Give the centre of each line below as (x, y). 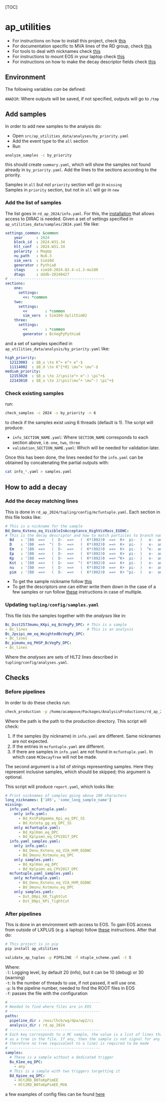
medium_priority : (23, 372)
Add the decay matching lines (41, 501)
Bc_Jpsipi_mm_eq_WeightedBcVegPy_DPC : (45, 634)
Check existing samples (35, 394)
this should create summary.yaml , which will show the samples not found (78, 164)
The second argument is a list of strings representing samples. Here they (79, 766)
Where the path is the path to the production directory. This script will (76, 721)
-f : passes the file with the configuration (46, 993)
